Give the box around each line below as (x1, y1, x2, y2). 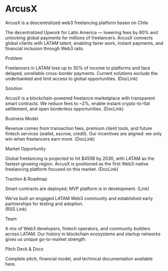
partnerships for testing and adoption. (5, 201, 84, 207)
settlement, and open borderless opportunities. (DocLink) (5, 106, 124, 112)
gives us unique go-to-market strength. (5, 236, 87, 242)
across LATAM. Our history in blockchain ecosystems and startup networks (5, 231, 161, 237)
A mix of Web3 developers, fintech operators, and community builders (5, 225, 150, 231)
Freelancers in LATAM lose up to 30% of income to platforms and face (5, 65, 150, 71)
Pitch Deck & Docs (5, 246, 44, 252)
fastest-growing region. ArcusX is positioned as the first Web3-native (5, 160, 149, 166)
